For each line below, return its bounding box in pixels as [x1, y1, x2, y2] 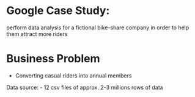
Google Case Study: [6, 4, 110, 18]
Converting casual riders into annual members [15, 71, 132, 79]
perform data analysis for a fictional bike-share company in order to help [6, 24, 189, 31]
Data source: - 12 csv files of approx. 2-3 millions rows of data [6, 84, 163, 91]
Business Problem [6, 52, 100, 66]
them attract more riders [6, 30, 68, 37]
